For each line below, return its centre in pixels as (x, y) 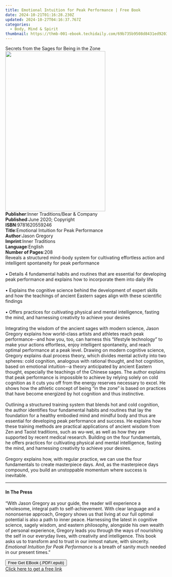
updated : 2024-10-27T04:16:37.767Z (43, 19)
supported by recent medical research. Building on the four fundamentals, (83, 437)
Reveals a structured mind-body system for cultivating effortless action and (85, 257)
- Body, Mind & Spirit (34, 29)
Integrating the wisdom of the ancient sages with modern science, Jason (82, 328)
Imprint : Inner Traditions (30, 241)
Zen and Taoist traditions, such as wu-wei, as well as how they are (75, 432)
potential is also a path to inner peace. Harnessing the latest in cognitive (81, 520)
